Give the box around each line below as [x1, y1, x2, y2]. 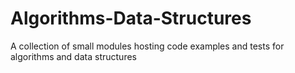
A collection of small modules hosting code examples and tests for [10, 40, 285, 52]
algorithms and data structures [10, 50, 137, 62]
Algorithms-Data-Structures [10, 7, 252, 30]
